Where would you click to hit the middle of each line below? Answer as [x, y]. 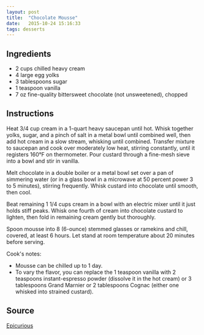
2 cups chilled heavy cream [50, 68]
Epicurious [20, 325]
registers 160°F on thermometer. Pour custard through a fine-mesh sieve [98, 154]
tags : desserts [26, 29]
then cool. [19, 192]
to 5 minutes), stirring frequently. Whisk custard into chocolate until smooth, [102, 186]
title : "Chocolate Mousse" [42, 18]
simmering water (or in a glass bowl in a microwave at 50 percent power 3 [100, 179]
